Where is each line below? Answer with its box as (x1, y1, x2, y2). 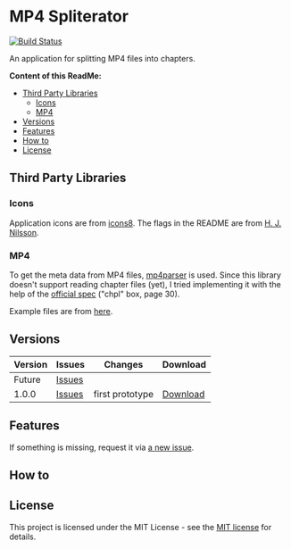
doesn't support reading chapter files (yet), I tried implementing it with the (9, 279, 281, 289)
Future (13, 373, 42, 386)
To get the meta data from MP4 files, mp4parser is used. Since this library (9, 270, 281, 280)
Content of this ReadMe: (9, 70, 102, 81)
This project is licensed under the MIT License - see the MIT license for (9, 521, 272, 532)
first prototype (93, 387, 154, 400)
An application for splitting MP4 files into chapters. (9, 53, 196, 63)
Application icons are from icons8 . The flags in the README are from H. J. (9, 217, 282, 229)
